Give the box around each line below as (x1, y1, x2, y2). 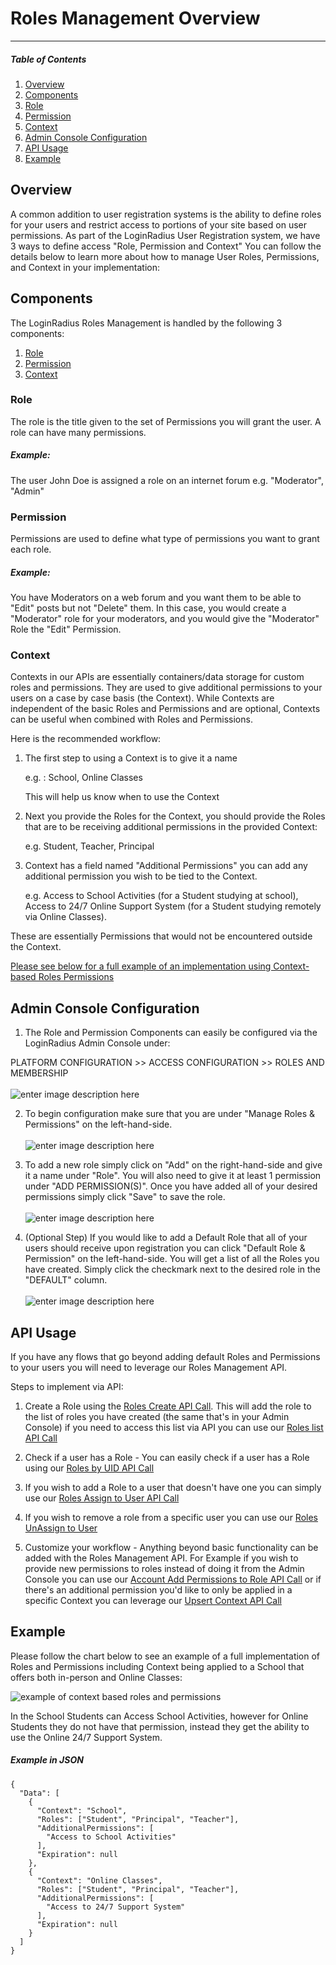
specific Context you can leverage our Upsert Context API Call (24, 1594, 282, 1606)
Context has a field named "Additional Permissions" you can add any (24, 860, 308, 872)
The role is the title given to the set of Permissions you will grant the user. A (10, 415, 322, 427)
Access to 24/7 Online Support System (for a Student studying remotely (24, 900, 322, 912)
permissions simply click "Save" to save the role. (24, 1191, 226, 1203)
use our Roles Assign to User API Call (24, 1492, 180, 1504)
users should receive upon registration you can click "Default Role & (24, 1242, 306, 1254)
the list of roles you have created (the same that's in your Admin (24, 1410, 290, 1422)
